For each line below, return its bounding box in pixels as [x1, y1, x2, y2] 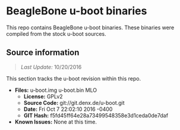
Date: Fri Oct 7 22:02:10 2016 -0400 [23, 106, 113, 113]
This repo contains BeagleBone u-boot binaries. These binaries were [6, 24, 175, 31]
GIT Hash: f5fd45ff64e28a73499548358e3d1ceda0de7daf [23, 112, 168, 119]
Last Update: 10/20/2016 [20, 63, 82, 70]
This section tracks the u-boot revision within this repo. [6, 75, 141, 82]
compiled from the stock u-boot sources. [6, 30, 107, 37]
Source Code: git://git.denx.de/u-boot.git [23, 99, 125, 106]
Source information [6, 48, 80, 58]
